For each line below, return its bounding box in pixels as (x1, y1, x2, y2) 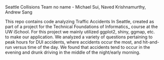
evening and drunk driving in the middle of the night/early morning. (5, 49, 141, 55)
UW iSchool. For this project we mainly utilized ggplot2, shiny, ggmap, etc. (5, 29, 155, 34)
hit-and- (142, 39, 160, 45)
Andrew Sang (5, 9, 33, 15)
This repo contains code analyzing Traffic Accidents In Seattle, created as (5, 19, 154, 24)
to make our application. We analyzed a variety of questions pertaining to (5, 34, 153, 40)
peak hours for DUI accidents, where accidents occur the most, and (5, 39, 142, 45)
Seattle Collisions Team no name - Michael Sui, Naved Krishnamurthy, (5, 4, 146, 10)
